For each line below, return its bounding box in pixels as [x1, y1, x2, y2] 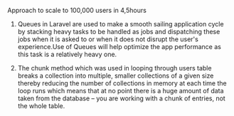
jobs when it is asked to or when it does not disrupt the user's [17, 35, 199, 43]
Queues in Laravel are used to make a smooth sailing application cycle [17, 20, 224, 28]
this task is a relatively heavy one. [17, 50, 117, 58]
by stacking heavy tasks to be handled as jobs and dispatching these [17, 28, 220, 36]
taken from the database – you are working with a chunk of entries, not [17, 94, 225, 102]
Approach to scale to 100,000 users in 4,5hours [7, 6, 147, 14]
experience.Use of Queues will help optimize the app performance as [17, 43, 222, 51]
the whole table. [17, 102, 65, 110]
